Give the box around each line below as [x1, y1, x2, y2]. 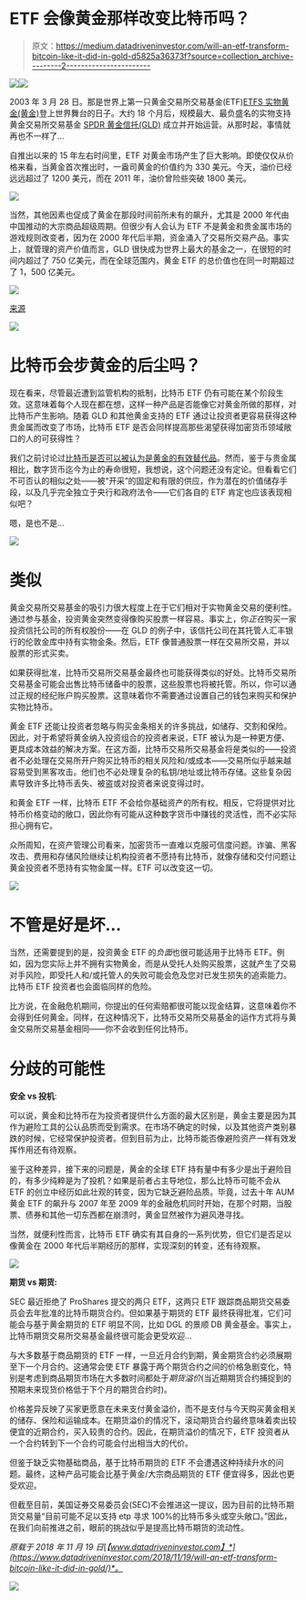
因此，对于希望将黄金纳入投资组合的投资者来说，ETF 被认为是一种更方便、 [9, 732, 290, 742]
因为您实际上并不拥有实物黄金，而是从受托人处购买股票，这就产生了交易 [25, 958, 297, 969]
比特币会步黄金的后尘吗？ [9, 355, 202, 376]
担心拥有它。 [9, 819, 57, 831]
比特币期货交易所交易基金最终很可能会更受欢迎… [9, 1330, 193, 1341]
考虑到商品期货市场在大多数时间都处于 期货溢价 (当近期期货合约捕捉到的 [25, 1372, 292, 1384]
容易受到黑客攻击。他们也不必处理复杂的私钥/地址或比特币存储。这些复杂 [9, 766, 284, 777]
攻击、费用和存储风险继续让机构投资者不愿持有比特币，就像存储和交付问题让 [9, 850, 297, 861]
